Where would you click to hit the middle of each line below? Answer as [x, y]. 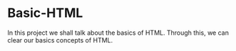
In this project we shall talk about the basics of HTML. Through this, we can [118, 33]
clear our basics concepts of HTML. [60, 40]
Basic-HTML [45, 13]
